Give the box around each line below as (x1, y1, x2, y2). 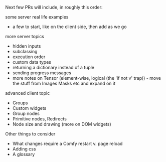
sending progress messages (12, 70, 72, 76)
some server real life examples (5, 14, 69, 20)
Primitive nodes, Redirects (12, 116, 67, 122)
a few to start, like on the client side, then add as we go (12, 24, 127, 30)
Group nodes (12, 110, 40, 116)
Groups (12, 100, 28, 106)
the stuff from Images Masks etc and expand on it (12, 80, 116, 86)
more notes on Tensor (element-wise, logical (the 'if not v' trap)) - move (12, 75, 161, 81)
